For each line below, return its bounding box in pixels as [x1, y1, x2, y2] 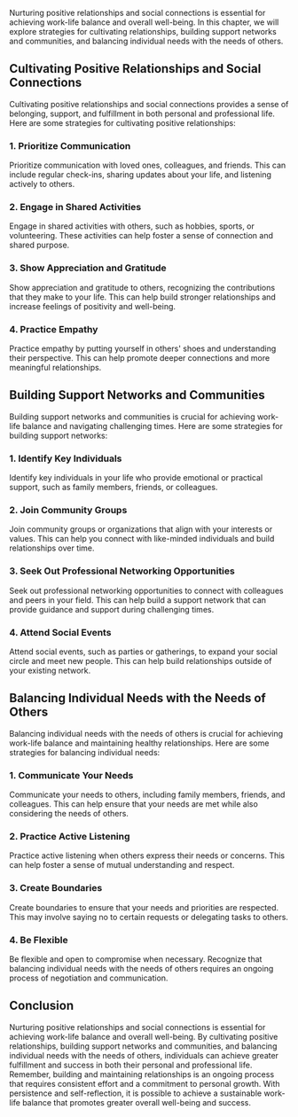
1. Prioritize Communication [9, 139, 131, 152]
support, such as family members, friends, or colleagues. [9, 482, 218, 493]
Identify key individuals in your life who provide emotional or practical [9, 473, 263, 483]
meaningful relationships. [9, 363, 102, 372]
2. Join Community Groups [9, 504, 128, 517]
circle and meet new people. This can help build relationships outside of [9, 656, 272, 666]
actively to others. [9, 179, 75, 190]
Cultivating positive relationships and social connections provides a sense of [9, 98, 289, 109]
